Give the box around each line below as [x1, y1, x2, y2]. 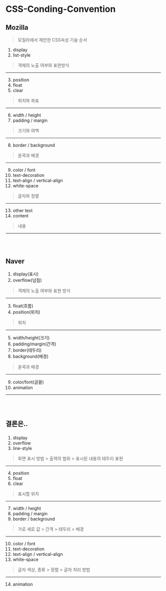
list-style [12, 52, 31, 58]
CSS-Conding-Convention [5, 3, 116, 15]
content [12, 213, 29, 218]
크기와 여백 [17, 128, 39, 133]
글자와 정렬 [17, 193, 39, 199]
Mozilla [5, 23, 29, 32]
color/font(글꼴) [12, 379, 44, 385]
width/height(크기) [12, 334, 50, 340]
